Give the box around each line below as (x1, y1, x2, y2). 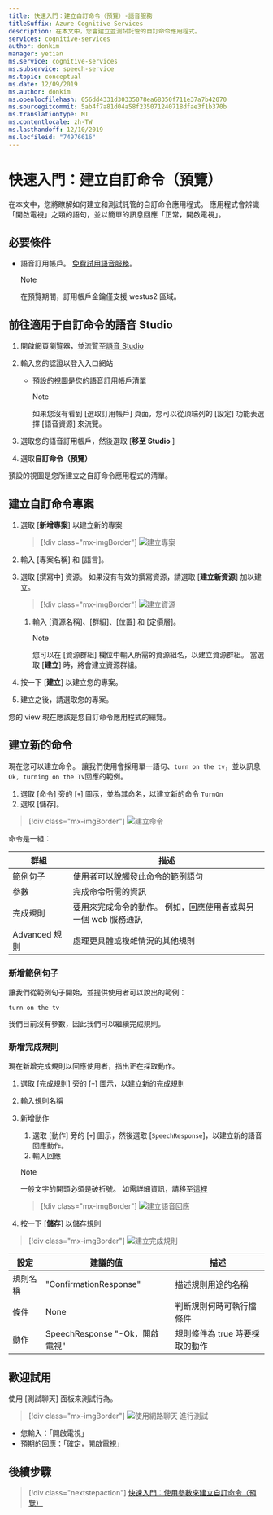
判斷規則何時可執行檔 (174, 1301, 257, 1312)
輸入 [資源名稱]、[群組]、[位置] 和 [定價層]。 (32, 617, 181, 626)
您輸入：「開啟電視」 (19, 1429, 89, 1438)
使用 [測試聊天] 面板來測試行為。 (8, 1394, 118, 1403)
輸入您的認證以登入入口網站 (19, 358, 114, 368)
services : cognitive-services (8, 34, 111, 43)
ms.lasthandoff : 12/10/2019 (8, 125, 104, 134)
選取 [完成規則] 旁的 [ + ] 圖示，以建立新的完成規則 (19, 1078, 185, 1088)
